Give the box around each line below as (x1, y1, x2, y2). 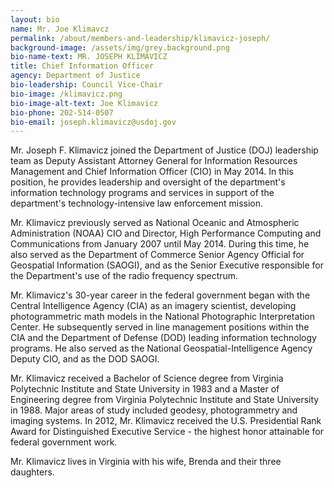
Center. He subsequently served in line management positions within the (10, 321, 310, 333)
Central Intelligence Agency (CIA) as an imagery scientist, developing (10, 300, 297, 312)
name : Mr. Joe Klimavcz (10, 24, 110, 34)
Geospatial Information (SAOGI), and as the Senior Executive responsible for (10, 259, 324, 271)
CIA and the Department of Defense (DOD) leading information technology (10, 332, 317, 344)
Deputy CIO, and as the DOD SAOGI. (10, 353, 160, 365)
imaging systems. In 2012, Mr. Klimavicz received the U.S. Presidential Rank (10, 415, 322, 427)
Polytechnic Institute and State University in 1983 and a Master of (10, 383, 280, 395)
